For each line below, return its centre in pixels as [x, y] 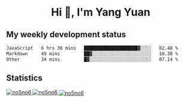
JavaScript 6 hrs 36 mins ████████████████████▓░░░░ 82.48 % [92, 48]
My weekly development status [66, 34]
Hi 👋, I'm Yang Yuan [101, 12]
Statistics [25, 78]
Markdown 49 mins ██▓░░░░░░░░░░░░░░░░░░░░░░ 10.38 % [92, 53]
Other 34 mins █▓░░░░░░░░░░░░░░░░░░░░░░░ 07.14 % [92, 59]
